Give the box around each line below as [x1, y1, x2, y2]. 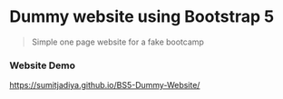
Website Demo [9, 59, 75, 72]
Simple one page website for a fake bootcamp [31, 36, 204, 47]
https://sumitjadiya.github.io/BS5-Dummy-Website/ [9, 80, 200, 91]
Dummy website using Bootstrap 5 [9, 6, 275, 27]
